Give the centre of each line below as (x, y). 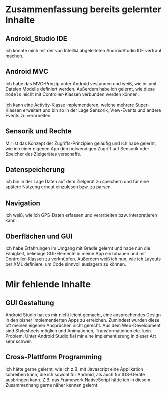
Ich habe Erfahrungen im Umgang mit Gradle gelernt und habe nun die (78, 248)
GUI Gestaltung (30, 303)
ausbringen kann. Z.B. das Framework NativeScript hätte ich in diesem (78, 380)
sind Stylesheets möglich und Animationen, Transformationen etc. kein (78, 331)
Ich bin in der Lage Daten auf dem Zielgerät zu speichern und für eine (77, 182)
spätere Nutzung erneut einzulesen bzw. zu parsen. (59, 187)
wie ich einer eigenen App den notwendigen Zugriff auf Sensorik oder (77, 148)
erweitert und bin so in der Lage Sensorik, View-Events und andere (92, 110)
